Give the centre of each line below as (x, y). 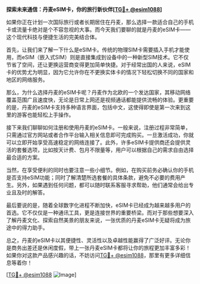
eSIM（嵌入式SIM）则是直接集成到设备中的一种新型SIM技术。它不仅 (105, 57)
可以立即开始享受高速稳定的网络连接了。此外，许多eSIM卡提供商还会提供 (96, 142)
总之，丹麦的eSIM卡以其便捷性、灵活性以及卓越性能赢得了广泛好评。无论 (96, 240)
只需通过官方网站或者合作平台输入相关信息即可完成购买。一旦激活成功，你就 (100, 135)
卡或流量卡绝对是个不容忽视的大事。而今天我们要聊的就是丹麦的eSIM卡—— (99, 30)
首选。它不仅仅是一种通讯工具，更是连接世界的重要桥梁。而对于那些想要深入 (100, 213)
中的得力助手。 (29, 227)
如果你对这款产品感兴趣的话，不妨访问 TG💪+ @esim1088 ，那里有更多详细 (96, 255)
